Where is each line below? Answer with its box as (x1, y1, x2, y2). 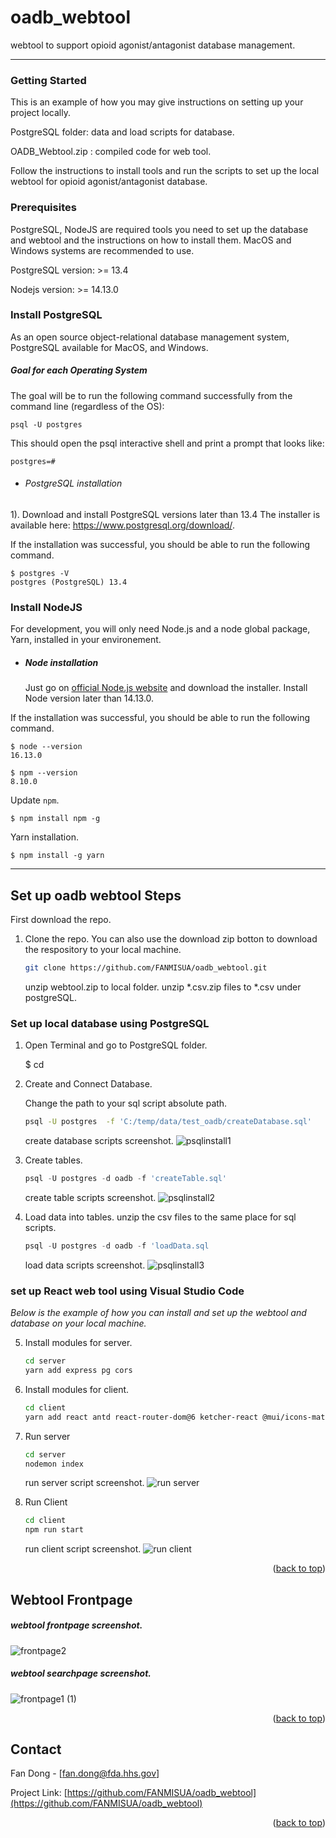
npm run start (24, 1525, 84, 1535)
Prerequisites (10, 201, 77, 215)
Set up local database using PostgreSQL (10, 1016, 210, 1030)
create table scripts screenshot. (24, 1192, 157, 1203)
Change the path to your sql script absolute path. (24, 1097, 228, 1110)
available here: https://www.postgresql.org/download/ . (10, 519, 235, 531)
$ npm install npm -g (10, 814, 101, 824)
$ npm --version (10, 768, 78, 778)
